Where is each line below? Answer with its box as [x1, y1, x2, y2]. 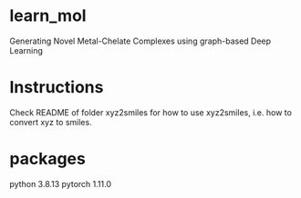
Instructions [9, 77, 104, 98]
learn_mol [9, 5, 87, 26]
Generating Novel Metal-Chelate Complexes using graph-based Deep [9, 35, 272, 46]
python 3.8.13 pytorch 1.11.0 [9, 178, 112, 189]
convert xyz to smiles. [9, 116, 93, 127]
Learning [9, 45, 44, 55]
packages [9, 149, 87, 169]
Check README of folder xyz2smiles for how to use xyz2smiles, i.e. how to [9, 106, 292, 118]
